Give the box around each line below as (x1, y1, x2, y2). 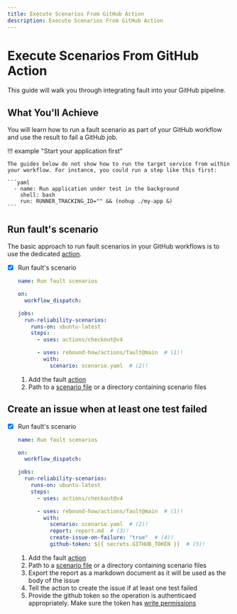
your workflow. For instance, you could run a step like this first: (7, 167, 218, 174)
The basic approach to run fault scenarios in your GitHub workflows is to (7, 242, 220, 251)
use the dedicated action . (7, 250, 82, 258)
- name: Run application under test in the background (13, 185, 180, 192)
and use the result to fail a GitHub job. (7, 133, 118, 142)
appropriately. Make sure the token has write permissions (28, 598, 197, 607)
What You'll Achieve (7, 106, 99, 119)
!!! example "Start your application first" (7, 147, 123, 155)
